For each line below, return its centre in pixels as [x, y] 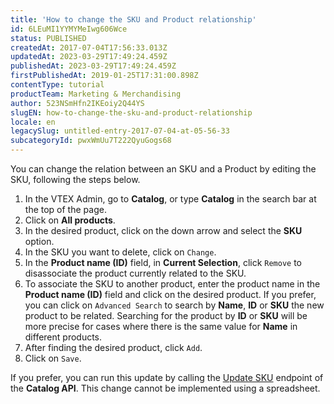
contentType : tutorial [57, 85]
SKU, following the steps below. [75, 179]
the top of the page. [65, 209]
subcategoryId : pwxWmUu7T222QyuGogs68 [91, 141]
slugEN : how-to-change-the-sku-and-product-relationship [131, 112]
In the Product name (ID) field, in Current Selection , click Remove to [163, 262]
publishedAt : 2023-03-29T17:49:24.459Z [93, 66]
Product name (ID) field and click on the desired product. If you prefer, [170, 294]
